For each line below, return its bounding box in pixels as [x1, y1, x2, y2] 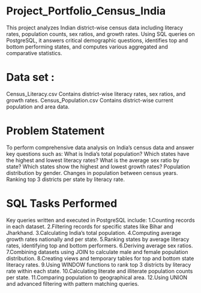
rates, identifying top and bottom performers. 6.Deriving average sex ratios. [6, 241, 193, 249]
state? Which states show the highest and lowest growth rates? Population [6, 163, 190, 170]
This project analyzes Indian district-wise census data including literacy [6, 24, 183, 31]
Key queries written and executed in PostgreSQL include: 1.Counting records [6, 216, 195, 223]
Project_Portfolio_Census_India [6, 4, 166, 18]
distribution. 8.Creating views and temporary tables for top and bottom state [6, 255, 194, 262]
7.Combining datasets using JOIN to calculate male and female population [6, 248, 188, 255]
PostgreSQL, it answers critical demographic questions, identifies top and [6, 37, 188, 44]
